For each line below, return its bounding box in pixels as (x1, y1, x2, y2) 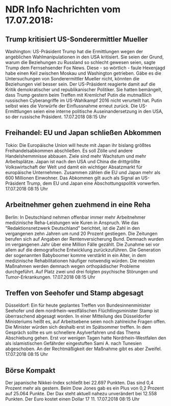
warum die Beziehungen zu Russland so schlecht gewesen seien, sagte (5, 59, 156, 65)
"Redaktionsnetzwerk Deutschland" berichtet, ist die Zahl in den (5, 225, 140, 231)
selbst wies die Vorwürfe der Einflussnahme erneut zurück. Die (5, 103, 138, 109)
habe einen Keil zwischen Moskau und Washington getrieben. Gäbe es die (5, 70, 162, 76)
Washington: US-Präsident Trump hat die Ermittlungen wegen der (5, 49, 143, 54)
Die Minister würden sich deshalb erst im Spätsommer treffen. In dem (5, 324, 152, 330)
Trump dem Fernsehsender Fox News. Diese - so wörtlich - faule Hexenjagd (5, 65, 165, 71)
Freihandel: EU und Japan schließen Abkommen (5, 129, 162, 137)
